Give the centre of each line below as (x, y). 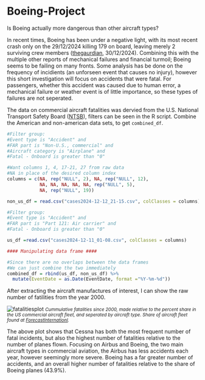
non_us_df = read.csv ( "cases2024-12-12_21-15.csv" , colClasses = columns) (104, 201)
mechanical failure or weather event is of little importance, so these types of (102, 91)
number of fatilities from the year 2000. (56, 297)
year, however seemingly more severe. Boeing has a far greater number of (100, 357)
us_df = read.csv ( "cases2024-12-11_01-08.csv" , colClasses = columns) (97, 241)
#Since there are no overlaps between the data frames (78, 262)
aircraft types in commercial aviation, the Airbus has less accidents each (98, 351)
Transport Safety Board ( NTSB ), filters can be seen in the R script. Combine (102, 116)
